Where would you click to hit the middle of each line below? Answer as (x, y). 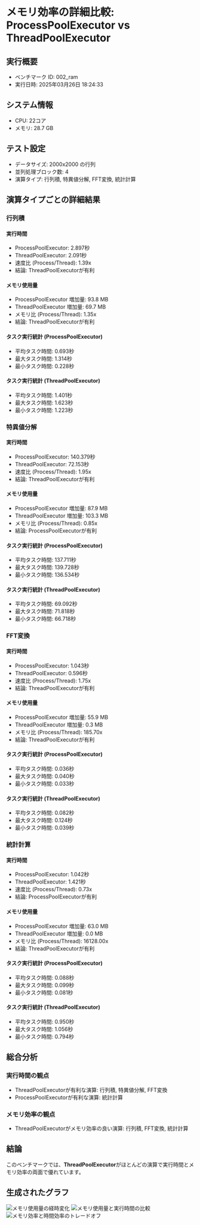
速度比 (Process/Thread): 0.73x (53, 889)
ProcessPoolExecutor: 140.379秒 (55, 457)
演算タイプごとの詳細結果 (53, 200)
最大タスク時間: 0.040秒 (44, 776)
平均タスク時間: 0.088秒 (44, 977)
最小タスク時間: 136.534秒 (47, 575)
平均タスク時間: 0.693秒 (44, 351)
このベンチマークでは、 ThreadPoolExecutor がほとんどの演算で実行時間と (98, 1164)
